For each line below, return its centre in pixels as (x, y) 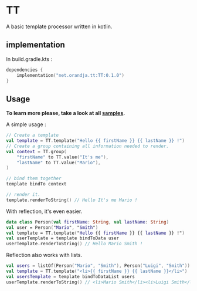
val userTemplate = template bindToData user (62, 238)
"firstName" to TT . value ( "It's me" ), (63, 157)
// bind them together (34, 179)
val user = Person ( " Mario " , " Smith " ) (52, 227)
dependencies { (25, 70)
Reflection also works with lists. (44, 255)
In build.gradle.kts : (29, 59)
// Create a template (33, 136)
